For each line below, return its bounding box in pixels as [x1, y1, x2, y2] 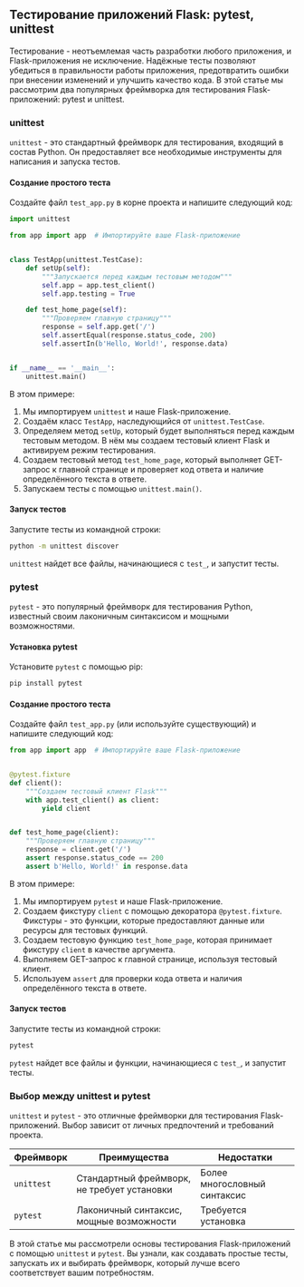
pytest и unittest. [62, 93, 125, 104]
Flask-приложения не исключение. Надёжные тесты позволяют [9, 54, 256, 66]
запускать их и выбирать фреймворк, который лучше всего [9, 1258, 241, 1269]
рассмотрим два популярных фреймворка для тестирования [9, 83, 246, 94]
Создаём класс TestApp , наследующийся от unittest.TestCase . [22, 415, 265, 426]
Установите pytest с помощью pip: [9, 661, 143, 672]
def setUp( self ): [25, 263, 91, 273]
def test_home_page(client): [9, 828, 119, 837]
